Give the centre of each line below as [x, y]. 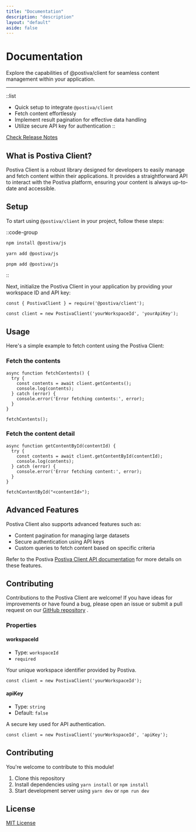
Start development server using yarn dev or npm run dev [82, 790]
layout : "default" [28, 22]
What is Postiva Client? [49, 156]
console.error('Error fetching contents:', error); [80, 398]
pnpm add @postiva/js [32, 264]
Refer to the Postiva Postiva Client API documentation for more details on [94, 559]
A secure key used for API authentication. [56, 724]
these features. [24, 565]
